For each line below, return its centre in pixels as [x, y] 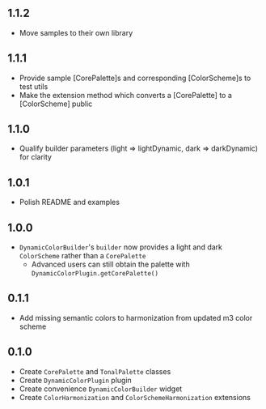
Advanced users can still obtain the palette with [111, 264]
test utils [34, 86]
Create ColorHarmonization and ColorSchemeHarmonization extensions [135, 397]
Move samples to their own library [76, 32]
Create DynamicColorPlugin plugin [76, 380]
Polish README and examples [70, 202]
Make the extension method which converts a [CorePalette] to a [125, 95]
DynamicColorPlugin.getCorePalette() [95, 274]
